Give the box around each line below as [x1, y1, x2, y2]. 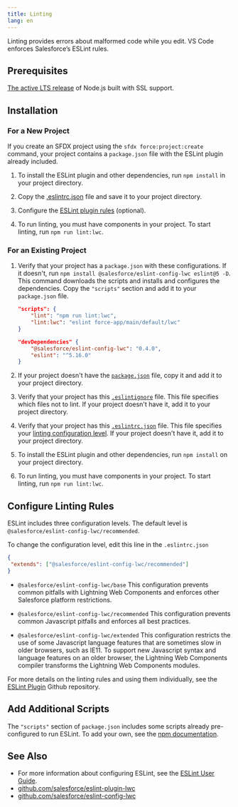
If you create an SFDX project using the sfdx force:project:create [7, 142, 204, 150]
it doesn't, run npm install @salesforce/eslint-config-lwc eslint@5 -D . [17, 269, 231, 278]
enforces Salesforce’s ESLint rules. [7, 44, 109, 53]
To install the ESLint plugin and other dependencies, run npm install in [17, 171, 226, 179]
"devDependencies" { [17, 338, 79, 346]
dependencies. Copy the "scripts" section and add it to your [17, 284, 197, 293]
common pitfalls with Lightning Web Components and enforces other [17, 587, 220, 596]
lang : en [7, 17, 33, 24]
